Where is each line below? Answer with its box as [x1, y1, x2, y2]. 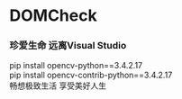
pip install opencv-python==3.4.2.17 [9, 60, 143, 71]
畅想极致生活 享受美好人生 [9, 80, 106, 91]
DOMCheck [9, 5, 97, 26]
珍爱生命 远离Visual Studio [9, 40, 127, 52]
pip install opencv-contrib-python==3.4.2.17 [9, 69, 173, 81]
